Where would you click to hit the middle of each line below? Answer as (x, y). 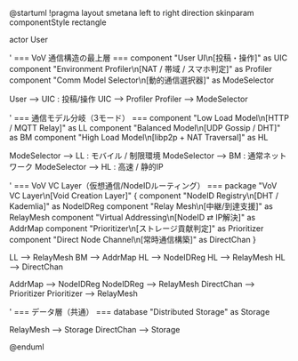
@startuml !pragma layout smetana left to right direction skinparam (132, 13)
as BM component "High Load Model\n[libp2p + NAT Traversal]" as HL (139, 137)
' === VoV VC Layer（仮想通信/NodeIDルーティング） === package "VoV (143, 185)
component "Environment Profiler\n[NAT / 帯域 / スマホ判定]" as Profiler (141, 69)
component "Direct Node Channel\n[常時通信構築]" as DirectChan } (133, 240)
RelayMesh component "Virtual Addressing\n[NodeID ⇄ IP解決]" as (133, 217)
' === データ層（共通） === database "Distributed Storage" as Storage (140, 312)
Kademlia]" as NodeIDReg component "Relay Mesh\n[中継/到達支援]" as (141, 206)
